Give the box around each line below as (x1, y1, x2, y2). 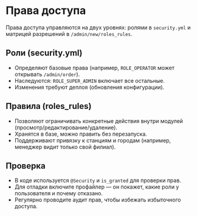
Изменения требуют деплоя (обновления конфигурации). (14, 83, 165, 91)
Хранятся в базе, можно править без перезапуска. (14, 130, 147, 138)
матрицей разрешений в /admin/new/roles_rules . (5, 30, 133, 37)
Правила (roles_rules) (5, 101, 92, 111)
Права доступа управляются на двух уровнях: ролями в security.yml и (5, 24, 191, 31)
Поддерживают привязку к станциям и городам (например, (14, 136, 171, 144)
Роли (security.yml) (5, 48, 83, 58)
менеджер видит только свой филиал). (14, 143, 116, 150)
